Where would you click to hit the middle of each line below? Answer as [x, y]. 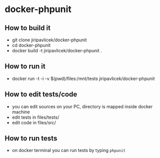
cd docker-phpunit [31, 45]
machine [21, 112]
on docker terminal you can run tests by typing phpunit [69, 150]
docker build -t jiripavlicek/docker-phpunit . [57, 51]
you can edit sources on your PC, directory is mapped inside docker [82, 106]
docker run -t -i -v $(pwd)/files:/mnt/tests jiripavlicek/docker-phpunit [83, 78]
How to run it [25, 66]
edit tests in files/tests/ [36, 117]
